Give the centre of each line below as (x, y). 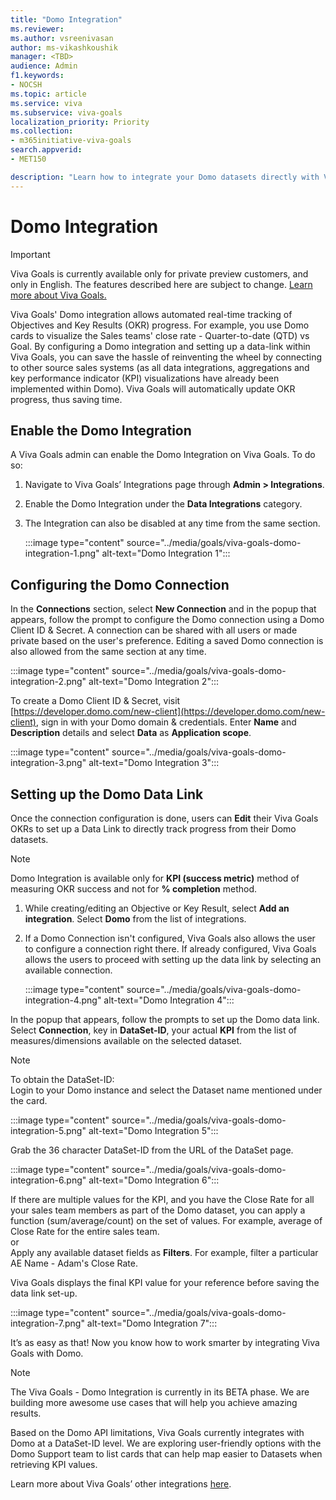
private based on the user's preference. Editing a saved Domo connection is (167, 641)
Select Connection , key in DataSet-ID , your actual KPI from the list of (154, 1030)
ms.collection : (42, 131)
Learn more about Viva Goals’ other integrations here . (121, 1484)
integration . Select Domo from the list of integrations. (135, 919)
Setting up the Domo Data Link (107, 794)
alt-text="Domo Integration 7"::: (152, 1323)
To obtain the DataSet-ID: (62, 1079)
